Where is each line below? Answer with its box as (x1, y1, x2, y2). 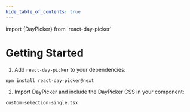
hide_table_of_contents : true (5, 8, 81, 15)
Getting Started (5, 46, 84, 60)
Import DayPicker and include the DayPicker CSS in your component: (14, 88, 185, 96)
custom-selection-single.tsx (5, 100, 78, 106)
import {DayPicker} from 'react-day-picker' (5, 25, 112, 32)
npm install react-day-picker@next (5, 77, 94, 84)
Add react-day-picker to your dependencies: (14, 66, 126, 73)
